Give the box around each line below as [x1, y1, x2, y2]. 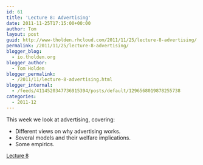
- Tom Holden [12, 65, 45, 72]
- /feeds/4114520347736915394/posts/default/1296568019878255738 [12, 88, 181, 94]
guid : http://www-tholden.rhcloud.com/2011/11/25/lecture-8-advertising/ [6, 37, 198, 43]
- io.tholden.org [12, 54, 56, 60]
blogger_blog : [6, 49, 43, 55]
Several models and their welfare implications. [15, 134, 131, 141]
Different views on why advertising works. [15, 127, 121, 135]
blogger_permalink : [6, 71, 56, 77]
